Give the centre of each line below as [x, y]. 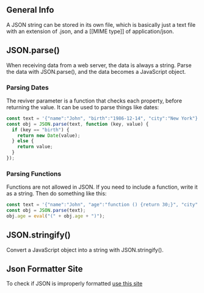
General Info [30, 10]
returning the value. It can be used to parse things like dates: [83, 107]
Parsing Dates [27, 87]
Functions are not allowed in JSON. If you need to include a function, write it [102, 187]
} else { [23, 141]
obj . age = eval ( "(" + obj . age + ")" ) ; [56, 216]
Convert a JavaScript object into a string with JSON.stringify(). [85, 250]
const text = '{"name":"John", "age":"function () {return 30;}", [93, 205]
